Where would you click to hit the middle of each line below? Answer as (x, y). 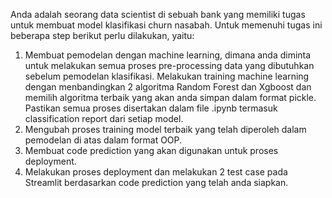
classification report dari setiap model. (104, 118)
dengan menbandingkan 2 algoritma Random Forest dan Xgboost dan (168, 87)
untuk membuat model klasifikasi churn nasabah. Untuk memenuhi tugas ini (166, 25)
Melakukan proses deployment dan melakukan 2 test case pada (156, 172)
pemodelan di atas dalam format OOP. (103, 140)
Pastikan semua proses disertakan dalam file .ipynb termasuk (151, 108)
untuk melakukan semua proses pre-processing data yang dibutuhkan (169, 65)
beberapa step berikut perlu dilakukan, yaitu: (102, 35)
